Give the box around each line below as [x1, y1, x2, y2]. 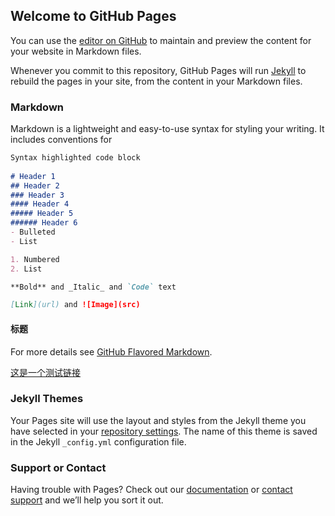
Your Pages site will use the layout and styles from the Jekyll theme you [10, 414, 307, 426]
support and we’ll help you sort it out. [10, 494, 164, 506]
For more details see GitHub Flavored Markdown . [10, 345, 213, 358]
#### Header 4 [10, 199, 70, 209]
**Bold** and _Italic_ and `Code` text [10, 282, 177, 292]
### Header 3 [10, 190, 65, 200]
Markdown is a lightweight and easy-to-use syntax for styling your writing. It [10, 123, 325, 135]
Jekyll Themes [10, 392, 84, 406]
